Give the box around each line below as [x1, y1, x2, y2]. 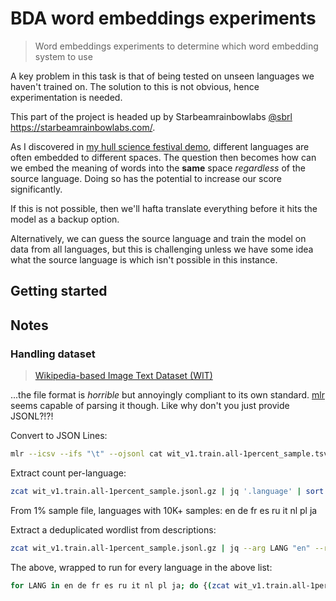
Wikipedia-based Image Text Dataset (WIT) [34, 370, 213, 382]
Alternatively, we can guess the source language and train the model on [10, 232, 307, 244]
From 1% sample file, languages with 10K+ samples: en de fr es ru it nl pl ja [10, 504, 318, 516]
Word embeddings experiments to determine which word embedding [34, 40, 319, 52]
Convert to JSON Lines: [10, 430, 108, 442]
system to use [34, 50, 93, 62]
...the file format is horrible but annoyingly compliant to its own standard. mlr [10, 389, 325, 401]
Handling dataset [10, 347, 96, 361]
